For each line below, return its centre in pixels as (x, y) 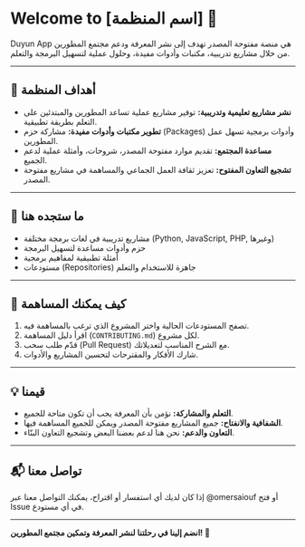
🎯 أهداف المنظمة (53, 90)
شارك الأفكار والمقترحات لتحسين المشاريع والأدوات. (111, 355)
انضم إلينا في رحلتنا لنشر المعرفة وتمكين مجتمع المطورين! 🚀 (110, 533)
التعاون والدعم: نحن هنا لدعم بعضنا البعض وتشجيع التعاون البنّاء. (129, 433)
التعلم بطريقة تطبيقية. (60, 121)
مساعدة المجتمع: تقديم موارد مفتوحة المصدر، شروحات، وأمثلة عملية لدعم (148, 150)
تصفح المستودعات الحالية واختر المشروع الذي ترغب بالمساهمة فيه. (136, 326)
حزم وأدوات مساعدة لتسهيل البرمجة (85, 247)
